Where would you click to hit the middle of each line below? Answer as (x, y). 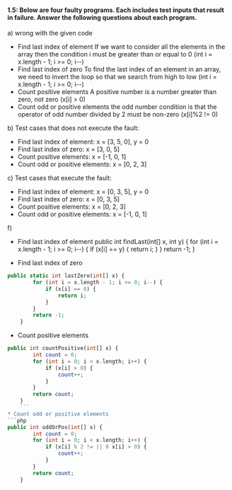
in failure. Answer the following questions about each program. (102, 17)
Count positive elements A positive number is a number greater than (117, 92)
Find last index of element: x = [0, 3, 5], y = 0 (83, 192)
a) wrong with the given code (50, 33)
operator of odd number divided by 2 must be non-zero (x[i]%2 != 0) (118, 115)
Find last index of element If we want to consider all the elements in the (121, 47)
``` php (17, 421)
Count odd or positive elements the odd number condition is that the (117, 107)
